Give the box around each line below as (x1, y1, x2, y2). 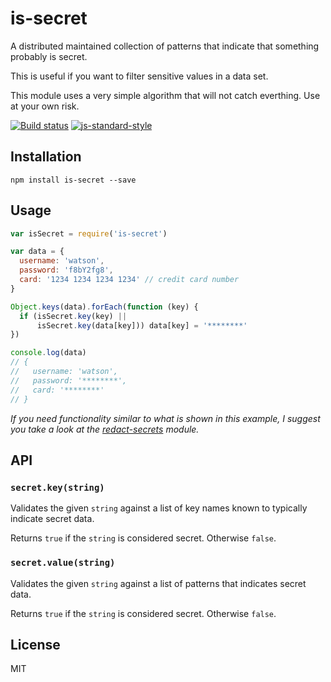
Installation (10, 148, 82, 166)
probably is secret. (10, 50, 88, 62)
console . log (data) (10, 348, 87, 358)
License (10, 636, 61, 653)
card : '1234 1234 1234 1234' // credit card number (19, 275, 240, 285)
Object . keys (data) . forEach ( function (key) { (10, 302, 199, 312)
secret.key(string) (10, 482, 105, 493)
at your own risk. (10, 100, 80, 112)
